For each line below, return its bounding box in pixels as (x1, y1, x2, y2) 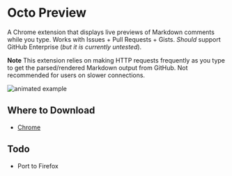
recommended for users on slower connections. (7, 71, 145, 79)
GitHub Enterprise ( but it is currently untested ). (7, 42, 142, 51)
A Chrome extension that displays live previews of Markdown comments (7, 28, 215, 36)
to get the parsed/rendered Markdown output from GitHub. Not (7, 63, 188, 72)
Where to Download (7, 104, 95, 116)
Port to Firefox (17, 161, 59, 170)
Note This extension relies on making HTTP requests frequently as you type (7, 56, 225, 64)
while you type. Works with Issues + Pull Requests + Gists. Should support (7, 35, 221, 43)
